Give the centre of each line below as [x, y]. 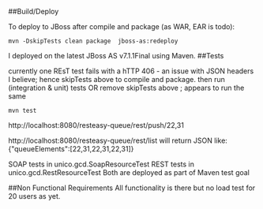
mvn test [23, 110]
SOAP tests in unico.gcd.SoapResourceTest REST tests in [101, 164]
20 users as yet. [34, 196]
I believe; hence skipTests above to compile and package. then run [116, 79]
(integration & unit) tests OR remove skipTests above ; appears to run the [126, 88]
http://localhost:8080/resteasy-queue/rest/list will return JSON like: [118, 140]
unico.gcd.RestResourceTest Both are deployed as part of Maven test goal [129, 172]
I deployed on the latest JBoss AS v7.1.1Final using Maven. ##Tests [116, 56]
